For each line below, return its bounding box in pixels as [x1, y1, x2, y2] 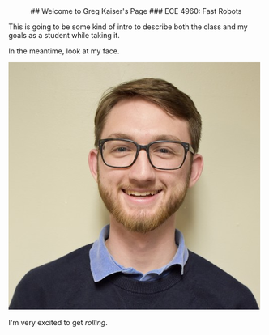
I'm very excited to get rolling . [8, 318, 108, 327]
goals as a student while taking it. [8, 31, 120, 40]
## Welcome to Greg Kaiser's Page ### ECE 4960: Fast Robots [30, 6, 242, 15]
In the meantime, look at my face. [8, 46, 120, 56]
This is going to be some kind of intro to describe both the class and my [8, 22, 249, 32]
